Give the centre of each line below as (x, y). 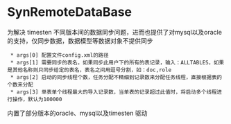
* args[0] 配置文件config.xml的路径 (59, 55)
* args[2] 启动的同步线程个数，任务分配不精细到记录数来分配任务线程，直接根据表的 (116, 77)
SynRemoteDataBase (69, 12)
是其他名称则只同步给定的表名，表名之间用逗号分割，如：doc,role (89, 70)
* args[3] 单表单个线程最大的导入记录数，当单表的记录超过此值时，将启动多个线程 (113, 92)
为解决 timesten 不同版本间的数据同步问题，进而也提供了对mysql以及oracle (114, 32)
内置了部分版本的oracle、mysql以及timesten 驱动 (77, 113)
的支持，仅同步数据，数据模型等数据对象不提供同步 (80, 41)
